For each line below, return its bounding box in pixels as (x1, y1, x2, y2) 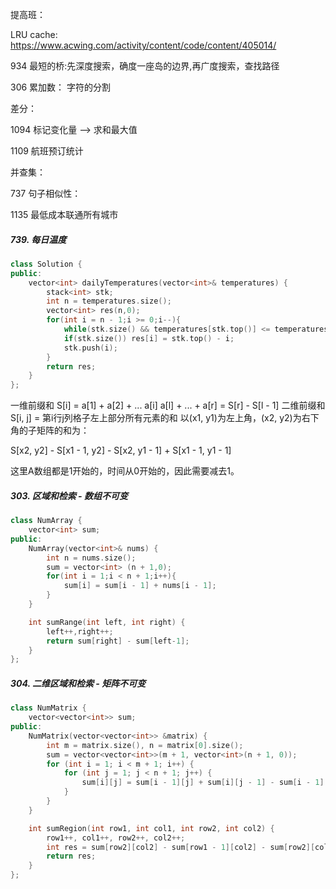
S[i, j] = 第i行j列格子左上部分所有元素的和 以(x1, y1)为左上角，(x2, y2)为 (10, 412, 302, 424)
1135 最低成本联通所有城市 (10, 209, 119, 220)
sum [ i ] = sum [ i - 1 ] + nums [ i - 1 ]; (63, 581, 217, 591)
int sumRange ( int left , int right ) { (28, 617, 186, 627)
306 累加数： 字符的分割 (10, 81, 112, 93)
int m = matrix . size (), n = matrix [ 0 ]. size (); (46, 740, 244, 750)
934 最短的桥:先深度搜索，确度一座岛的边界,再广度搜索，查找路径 (10, 60, 280, 72)
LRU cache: (10, 29, 58, 40)
